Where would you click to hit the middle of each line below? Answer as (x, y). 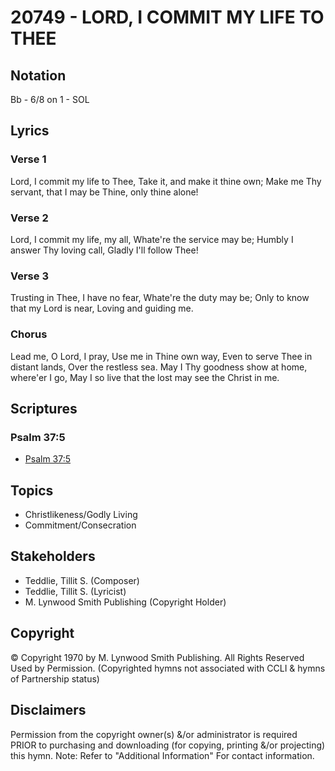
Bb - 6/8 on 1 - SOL (50, 99)
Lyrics (30, 131)
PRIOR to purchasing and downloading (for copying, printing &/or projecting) (168, 745)
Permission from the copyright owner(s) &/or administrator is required (154, 734)
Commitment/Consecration (80, 525)
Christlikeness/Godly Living (81, 515)
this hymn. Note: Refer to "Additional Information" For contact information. (162, 755)
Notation (38, 75)
